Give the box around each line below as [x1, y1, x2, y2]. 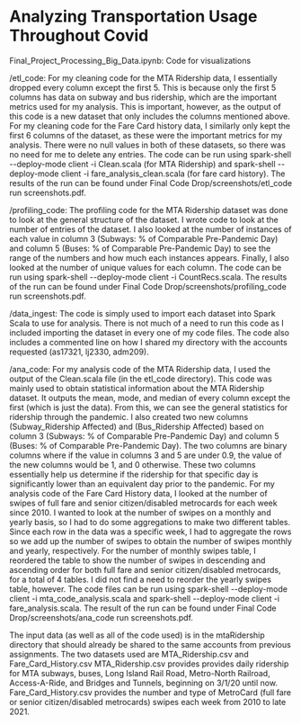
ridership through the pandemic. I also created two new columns [9, 411, 249, 422]
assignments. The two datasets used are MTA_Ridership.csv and [9, 648, 249, 659]
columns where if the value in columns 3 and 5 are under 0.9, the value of [9, 450, 283, 460]
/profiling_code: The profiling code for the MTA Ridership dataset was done [9, 204, 288, 215]
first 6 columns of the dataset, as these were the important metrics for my [9, 130, 283, 140]
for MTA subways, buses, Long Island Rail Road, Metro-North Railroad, [9, 667, 271, 678]
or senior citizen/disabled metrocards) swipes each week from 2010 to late [9, 696, 287, 707]
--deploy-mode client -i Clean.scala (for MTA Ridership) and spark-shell [9, 158, 276, 169]
